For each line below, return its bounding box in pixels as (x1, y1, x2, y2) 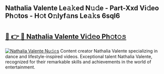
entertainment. (5, 64, 36, 70)
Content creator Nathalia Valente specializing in (60, 48, 158, 54)
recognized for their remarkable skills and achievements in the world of (5, 59, 152, 65)
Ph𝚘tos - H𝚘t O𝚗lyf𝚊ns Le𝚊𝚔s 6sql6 (5, 12, 121, 20)
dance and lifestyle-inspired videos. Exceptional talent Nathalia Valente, (5, 54, 153, 59)
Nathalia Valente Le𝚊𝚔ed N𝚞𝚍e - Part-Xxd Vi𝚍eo (5, 4, 160, 12)
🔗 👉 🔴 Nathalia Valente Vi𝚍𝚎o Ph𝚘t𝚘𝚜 (5, 32, 127, 41)
